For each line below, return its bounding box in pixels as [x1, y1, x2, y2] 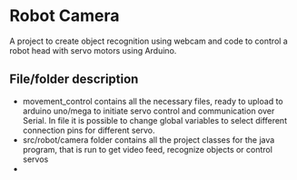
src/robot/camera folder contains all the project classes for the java [22, 134, 275, 145]
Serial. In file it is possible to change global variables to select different [22, 115, 288, 125]
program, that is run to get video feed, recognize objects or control [22, 144, 272, 155]
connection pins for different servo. [22, 125, 155, 135]
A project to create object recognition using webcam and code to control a [9, 35, 288, 46]
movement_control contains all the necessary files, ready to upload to [22, 95, 283, 106]
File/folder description [9, 72, 139, 87]
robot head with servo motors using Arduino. [9, 45, 177, 55]
